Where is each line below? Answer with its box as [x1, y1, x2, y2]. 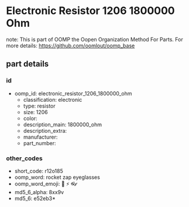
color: [23, 115, 38, 122]
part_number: [23, 139, 56, 147]
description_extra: [23, 127, 67, 134]
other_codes [6, 154, 43, 162]
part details [6, 59, 49, 69]
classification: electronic [23, 96, 83, 103]
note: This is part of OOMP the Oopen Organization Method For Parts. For [6, 36, 183, 43]
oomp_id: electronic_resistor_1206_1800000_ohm [14, 89, 132, 97]
